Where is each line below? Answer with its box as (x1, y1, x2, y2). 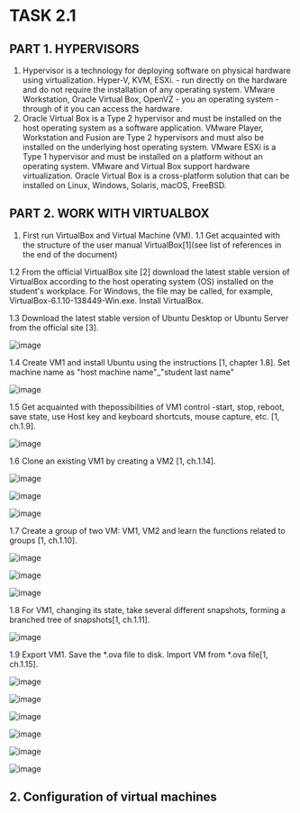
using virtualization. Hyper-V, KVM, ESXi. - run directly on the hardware (22, 75, 287, 86)
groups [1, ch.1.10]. (9, 535, 78, 546)
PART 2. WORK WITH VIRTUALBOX (9, 206, 210, 221)
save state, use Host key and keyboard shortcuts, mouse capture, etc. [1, (9, 411, 280, 421)
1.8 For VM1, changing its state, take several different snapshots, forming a (9, 604, 286, 615)
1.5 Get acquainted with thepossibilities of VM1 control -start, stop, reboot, (9, 402, 286, 412)
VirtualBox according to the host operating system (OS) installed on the (9, 276, 274, 286)
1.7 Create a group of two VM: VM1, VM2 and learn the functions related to (9, 525, 286, 536)
